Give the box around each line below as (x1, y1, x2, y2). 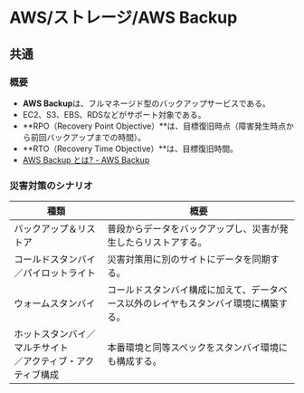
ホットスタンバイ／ (14, 328, 97, 340)
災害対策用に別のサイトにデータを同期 (107, 254, 271, 266)
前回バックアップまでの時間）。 (30, 131, 147, 142)
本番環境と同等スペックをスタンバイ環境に (107, 341, 288, 354)
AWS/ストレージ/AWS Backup (9, 7, 238, 28)
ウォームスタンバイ (14, 297, 96, 310)
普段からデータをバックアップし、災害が (107, 223, 280, 235)
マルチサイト (14, 341, 70, 354)
